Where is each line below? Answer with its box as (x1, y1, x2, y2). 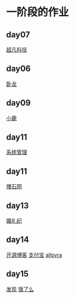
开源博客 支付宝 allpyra (6, 251, 62, 258)
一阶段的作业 (6, 5, 70, 19)
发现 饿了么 (6, 285, 34, 293)
